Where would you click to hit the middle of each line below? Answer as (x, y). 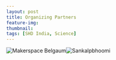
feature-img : (23, 23)
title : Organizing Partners (41, 17)
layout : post (23, 12)
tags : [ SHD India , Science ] (41, 34)
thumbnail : (20, 28)
